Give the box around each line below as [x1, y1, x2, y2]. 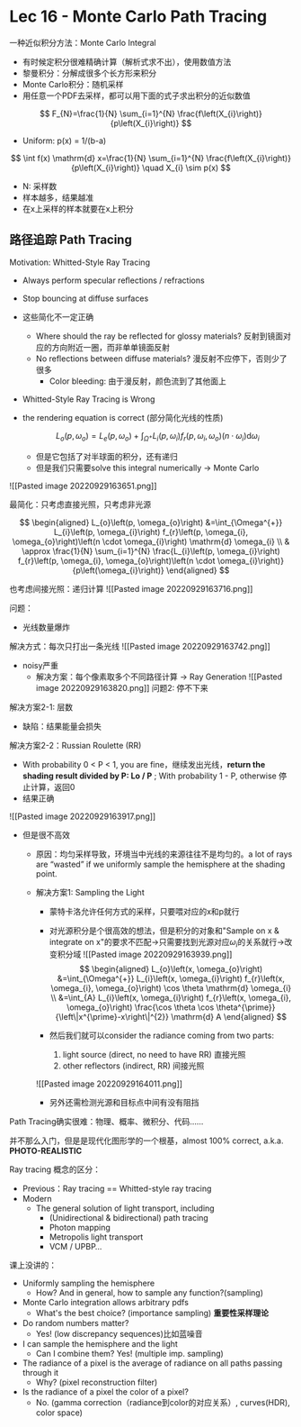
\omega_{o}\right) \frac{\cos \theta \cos [66, 1002, 215, 1013]
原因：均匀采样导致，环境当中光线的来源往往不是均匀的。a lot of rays [35, 849, 293, 859]
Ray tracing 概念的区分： [9, 1164, 102, 1175]
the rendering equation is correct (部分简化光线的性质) [22, 412, 224, 423]
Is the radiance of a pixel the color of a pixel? [22, 1386, 189, 1397]
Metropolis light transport [49, 1232, 144, 1242]
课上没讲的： [9, 1259, 57, 1271]
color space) [35, 1407, 84, 1418]
